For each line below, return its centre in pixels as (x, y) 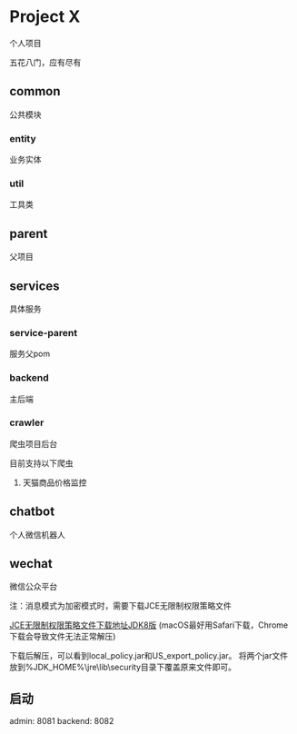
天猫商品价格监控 (54, 482)
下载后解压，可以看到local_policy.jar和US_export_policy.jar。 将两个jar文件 (149, 656)
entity (23, 138)
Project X (45, 17)
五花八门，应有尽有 (45, 62)
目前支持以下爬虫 (41, 463)
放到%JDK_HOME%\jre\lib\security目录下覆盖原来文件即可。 (123, 667)
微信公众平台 (33, 587)
